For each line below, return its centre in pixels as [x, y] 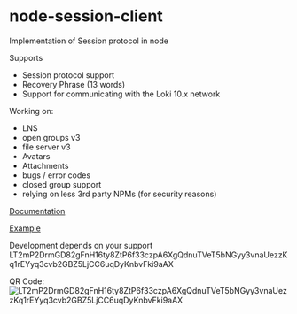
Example [25, 228]
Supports [26, 57]
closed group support [62, 184]
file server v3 [46, 147]
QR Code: [27, 281]
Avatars [36, 156]
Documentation [37, 211]
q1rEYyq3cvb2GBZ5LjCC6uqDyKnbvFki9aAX [92, 264]
